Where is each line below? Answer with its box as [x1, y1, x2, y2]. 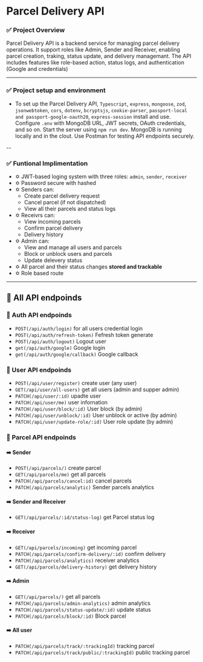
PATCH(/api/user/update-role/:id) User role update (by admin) [14, 418, 173, 426]
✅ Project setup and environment [6, 86, 106, 95]
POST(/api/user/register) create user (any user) [14, 379, 137, 387]
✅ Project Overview [6, 26, 65, 35]
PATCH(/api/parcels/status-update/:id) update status [14, 606, 151, 613]
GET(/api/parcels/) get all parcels [14, 593, 101, 600]
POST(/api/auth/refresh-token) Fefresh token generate [14, 331, 153, 338]
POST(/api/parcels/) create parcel [14, 464, 101, 472]
